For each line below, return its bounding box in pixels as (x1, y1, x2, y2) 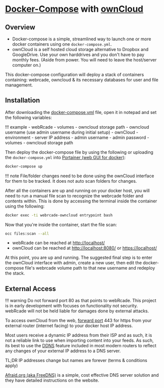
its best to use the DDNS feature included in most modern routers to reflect (5, 343, 157, 349)
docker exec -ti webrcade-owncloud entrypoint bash (5, 213, 113, 218)
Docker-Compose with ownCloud (5, 3, 143, 15)
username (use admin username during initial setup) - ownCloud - (5, 129, 139, 135)
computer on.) (12, 62, 41, 68)
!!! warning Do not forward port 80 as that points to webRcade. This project (5, 298, 157, 304)
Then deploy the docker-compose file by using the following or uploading (5, 149, 153, 155)
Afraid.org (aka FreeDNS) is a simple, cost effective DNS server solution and (5, 372, 159, 378)
